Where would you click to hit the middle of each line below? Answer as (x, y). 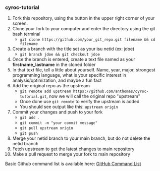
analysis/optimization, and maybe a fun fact (57, 80)
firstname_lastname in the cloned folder (54, 65)
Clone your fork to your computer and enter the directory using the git (84, 29)
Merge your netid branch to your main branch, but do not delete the (81, 138)
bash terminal (26, 34)
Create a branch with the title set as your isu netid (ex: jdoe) (73, 49)
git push (29, 134)
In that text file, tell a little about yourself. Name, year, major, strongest (84, 70)
